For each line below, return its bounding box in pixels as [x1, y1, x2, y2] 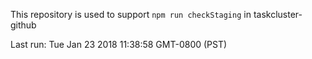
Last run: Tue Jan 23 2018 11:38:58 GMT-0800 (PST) [10, 39, 228, 50]
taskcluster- [253, 9, 303, 20]
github [10, 19, 37, 31]
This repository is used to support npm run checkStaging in [10, 9, 252, 20]
